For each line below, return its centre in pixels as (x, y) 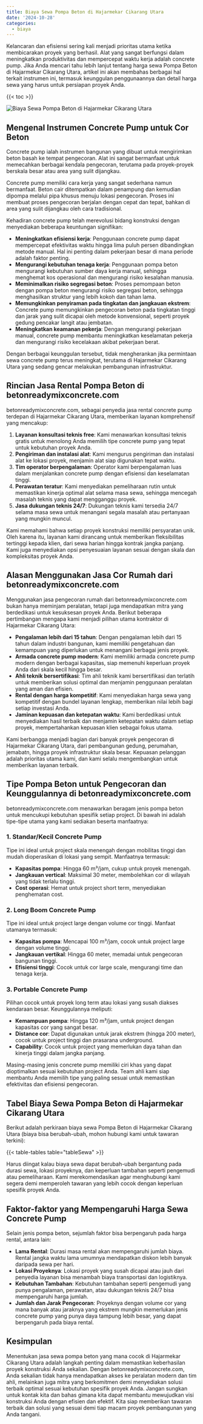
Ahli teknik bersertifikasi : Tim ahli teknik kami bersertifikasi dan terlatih (105, 676)
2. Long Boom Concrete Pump (51, 910)
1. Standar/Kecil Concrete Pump (54, 837)
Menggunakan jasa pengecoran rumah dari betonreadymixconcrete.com (97, 599)
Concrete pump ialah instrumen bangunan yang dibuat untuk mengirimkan (99, 152)
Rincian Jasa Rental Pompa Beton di (75, 386)
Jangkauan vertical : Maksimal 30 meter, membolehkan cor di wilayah (102, 875)
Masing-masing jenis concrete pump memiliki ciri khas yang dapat (89, 1065)
